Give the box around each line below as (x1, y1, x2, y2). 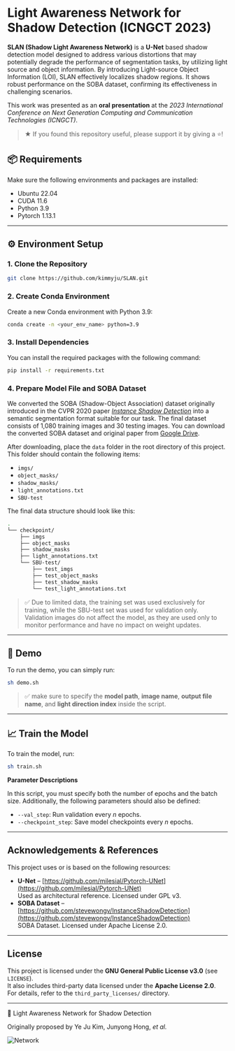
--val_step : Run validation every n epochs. (17, 810, 142, 818)
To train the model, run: (7, 750, 75, 758)
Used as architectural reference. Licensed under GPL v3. (17, 891, 182, 899)
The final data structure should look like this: (7, 507, 135, 515)
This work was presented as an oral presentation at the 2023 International (7, 101, 224, 109)
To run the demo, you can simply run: (7, 666, 115, 674)
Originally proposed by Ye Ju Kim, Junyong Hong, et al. (7, 1022, 167, 1031)
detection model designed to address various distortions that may (7, 50, 197, 59)
